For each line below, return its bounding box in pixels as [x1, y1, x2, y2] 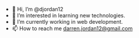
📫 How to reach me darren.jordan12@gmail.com [11, 25, 133, 32]
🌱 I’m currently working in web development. [11, 18, 123, 25]
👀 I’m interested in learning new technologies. [11, 12, 125, 19]
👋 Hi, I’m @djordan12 [11, 6, 64, 12]
